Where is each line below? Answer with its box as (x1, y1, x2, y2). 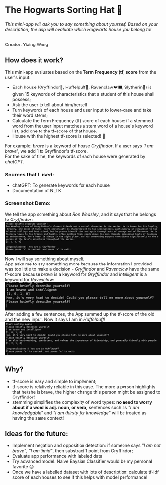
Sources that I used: (5, 171, 54, 178)
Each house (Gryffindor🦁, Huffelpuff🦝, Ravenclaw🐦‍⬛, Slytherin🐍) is (12, 84, 152, 90)
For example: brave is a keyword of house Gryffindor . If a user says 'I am (5, 143, 154, 149)
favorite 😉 (12, 463, 34, 469)
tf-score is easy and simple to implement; (12, 378, 97, 384)
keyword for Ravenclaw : (5, 277, 55, 283)
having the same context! (12, 415, 64, 421)
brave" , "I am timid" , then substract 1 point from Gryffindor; (12, 447, 133, 454)
